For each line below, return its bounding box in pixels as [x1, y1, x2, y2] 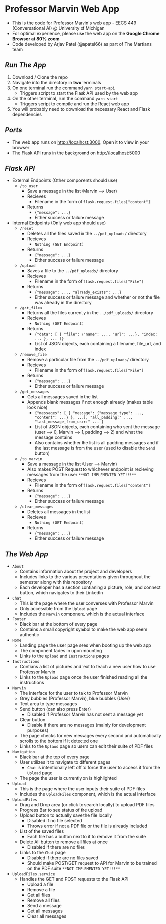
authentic [19, 632, 39, 638]
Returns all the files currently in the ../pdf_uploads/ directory [27, 310, 153, 316]
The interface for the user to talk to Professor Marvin [19, 690, 128, 696]
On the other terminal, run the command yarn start [12, 95, 118, 101]
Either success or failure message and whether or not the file [34, 294, 160, 300]
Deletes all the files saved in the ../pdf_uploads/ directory [27, 231, 147, 237]
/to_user [19, 184, 38, 189]
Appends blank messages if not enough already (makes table [27, 399, 153, 405]
